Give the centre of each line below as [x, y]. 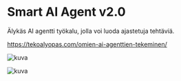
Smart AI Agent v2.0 [66, 12]
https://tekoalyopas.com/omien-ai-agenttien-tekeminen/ [87, 44]
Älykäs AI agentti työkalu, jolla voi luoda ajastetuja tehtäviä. [91, 31]
